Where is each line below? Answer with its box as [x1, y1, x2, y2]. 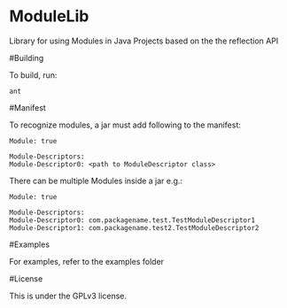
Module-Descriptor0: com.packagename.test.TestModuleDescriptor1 [9, 215, 255, 225]
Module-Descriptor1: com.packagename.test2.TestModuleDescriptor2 [9, 223, 260, 232]
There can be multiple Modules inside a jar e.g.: [9, 175, 183, 186]
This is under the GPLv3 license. [9, 290, 127, 301]
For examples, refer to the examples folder [9, 256, 165, 266]
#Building [9, 52, 44, 63]
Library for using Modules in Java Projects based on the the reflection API [9, 35, 279, 46]
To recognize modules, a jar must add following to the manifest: [9, 119, 242, 130]
